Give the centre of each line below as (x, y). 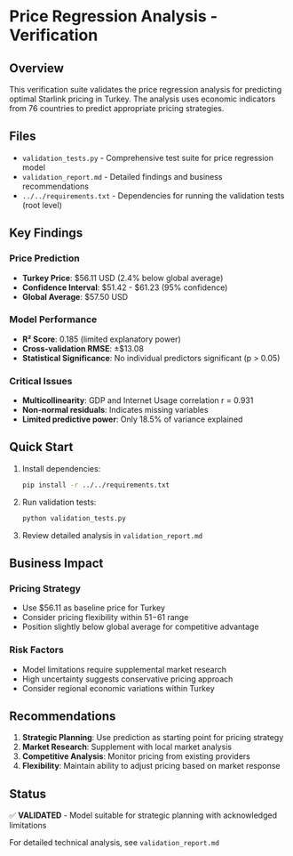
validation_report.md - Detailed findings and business (123, 176)
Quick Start (41, 447)
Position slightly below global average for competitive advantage (140, 627)
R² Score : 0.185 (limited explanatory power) (102, 339)
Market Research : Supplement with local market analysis (127, 747)
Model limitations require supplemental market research (124, 669)
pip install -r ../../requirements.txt (96, 485)
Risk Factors (36, 650)
